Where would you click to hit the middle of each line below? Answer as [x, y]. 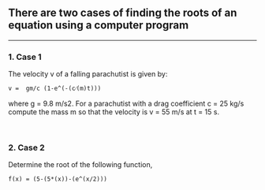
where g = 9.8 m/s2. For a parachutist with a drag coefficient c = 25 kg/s [126, 104]
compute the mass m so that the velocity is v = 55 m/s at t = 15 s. [114, 112]
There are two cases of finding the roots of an [123, 13]
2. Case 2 [26, 147]
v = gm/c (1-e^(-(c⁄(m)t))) [55, 89]
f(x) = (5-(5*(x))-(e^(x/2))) [58, 179]
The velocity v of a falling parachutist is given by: [88, 74]
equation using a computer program [99, 26]
